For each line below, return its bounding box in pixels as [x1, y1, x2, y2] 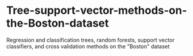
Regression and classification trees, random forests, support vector [6, 36, 175, 43]
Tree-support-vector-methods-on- [6, 4, 188, 17]
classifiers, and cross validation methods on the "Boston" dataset [6, 43, 170, 50]
